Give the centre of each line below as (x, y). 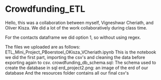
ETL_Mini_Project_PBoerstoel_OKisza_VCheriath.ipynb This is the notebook (81, 52)
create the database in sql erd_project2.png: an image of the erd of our (77, 68)
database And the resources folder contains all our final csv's (67, 73)
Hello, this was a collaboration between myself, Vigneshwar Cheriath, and (80, 23)
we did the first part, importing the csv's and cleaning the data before (75, 57)
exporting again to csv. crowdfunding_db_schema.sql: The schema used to (81, 62)
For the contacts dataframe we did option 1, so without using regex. (73, 37)
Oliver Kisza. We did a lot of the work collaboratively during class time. (76, 27)
